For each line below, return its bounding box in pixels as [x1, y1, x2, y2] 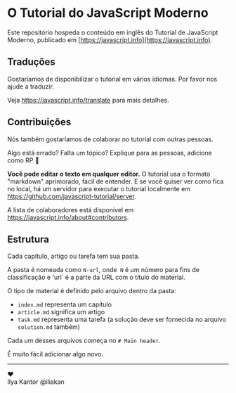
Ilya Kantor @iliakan [7, 378, 65, 386]
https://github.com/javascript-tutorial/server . [7, 192, 137, 200]
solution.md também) [17, 323, 81, 331]
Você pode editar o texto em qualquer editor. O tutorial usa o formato [7, 169, 211, 178]
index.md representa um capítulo [17, 300, 112, 309]
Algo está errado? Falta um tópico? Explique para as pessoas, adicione [7, 148, 212, 157]
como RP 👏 [7, 156, 40, 165]
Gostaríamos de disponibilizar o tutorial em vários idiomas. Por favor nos [7, 75, 218, 83]
